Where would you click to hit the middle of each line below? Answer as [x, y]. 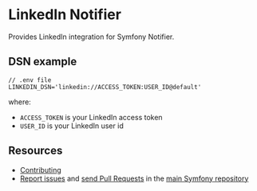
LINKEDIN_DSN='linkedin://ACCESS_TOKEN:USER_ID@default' [105, 87]
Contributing [40, 170]
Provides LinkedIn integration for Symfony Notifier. [91, 37]
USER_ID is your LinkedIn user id [71, 126]
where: [20, 102]
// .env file [30, 80]
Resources [36, 151]
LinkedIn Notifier [65, 15]
